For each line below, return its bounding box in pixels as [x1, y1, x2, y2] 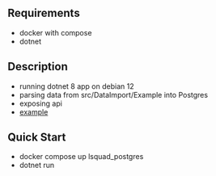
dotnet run [19, 161, 55, 170]
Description [7, 60, 68, 73]
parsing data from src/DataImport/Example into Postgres [19, 90, 208, 99]
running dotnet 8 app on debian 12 [19, 81, 134, 91]
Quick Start [7, 131, 66, 145]
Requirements [7, 6, 80, 20]
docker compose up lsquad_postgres [19, 152, 144, 161]
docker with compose [19, 27, 92, 37]
